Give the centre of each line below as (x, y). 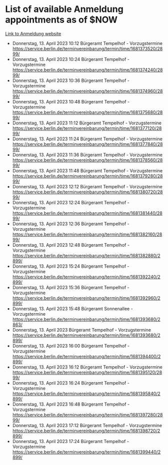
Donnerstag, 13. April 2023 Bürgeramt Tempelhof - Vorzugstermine (82, 330)
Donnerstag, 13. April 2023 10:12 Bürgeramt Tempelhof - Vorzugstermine (87, 43)
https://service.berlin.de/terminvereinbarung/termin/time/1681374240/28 (87, 70)
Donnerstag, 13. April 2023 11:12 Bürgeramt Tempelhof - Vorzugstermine (87, 123)
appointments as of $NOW (61, 20)
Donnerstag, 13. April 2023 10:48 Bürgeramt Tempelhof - (71, 101)
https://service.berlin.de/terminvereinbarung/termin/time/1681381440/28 (87, 213)
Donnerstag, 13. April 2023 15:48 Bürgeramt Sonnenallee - (73, 309)
